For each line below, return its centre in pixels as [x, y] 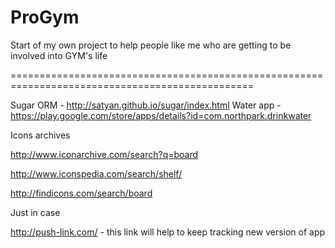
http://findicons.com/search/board [81, 193]
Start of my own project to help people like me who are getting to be [151, 45]
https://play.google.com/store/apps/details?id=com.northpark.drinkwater [161, 115]
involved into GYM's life [59, 55]
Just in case [35, 212]
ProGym [45, 17]
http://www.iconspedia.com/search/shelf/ [96, 173]
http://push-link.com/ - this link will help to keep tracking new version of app [168, 232]
